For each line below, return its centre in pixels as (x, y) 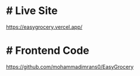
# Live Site (32, 11)
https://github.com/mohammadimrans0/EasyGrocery (70, 67)
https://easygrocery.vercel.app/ (45, 27)
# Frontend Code (48, 51)
